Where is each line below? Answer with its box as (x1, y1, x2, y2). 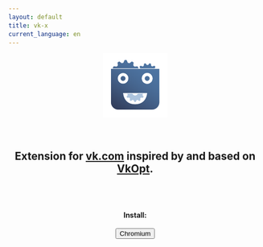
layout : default (8, 13, 63, 21)
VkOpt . (117, 162, 154, 175)
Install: (123, 210, 147, 220)
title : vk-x (8, 21, 48, 30)
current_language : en (8, 30, 81, 38)
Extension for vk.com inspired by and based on (14, 149, 256, 163)
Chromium (119, 229, 151, 238)
